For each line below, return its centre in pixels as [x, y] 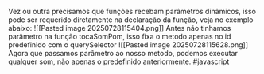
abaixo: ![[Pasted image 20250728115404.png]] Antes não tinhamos [120, 28]
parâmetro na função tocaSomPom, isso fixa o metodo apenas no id [120, 36]
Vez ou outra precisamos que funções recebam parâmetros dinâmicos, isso [132, 11]
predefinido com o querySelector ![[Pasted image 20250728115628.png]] [128, 45]
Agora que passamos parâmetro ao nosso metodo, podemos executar [123, 53]
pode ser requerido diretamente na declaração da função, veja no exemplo [131, 20]
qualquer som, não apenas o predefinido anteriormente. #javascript [119, 61]
